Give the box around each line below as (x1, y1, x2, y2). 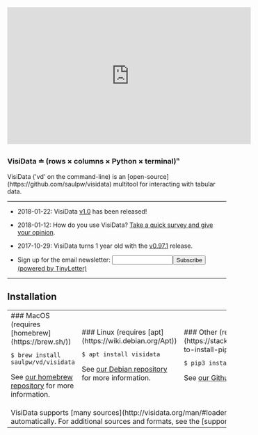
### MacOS (10, 310, 50, 320)
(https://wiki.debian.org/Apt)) (81, 335, 177, 345)
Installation (7, 291, 57, 303)
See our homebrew (10, 372, 73, 381)
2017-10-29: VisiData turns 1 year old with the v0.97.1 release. (17, 242, 193, 250)
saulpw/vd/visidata (10, 358, 75, 366)
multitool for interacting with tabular (113, 180, 216, 188)
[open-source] (127, 172, 169, 180)
